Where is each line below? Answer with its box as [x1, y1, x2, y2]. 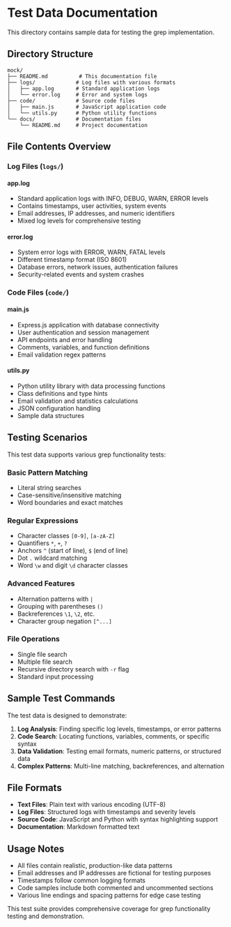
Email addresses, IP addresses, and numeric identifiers [17, 209, 175, 218]
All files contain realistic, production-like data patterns [17, 861, 173, 870]
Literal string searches [17, 483, 82, 491]
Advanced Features [7, 579, 75, 588]
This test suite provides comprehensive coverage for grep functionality [7, 905, 211, 913]
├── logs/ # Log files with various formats [7, 79, 176, 86]
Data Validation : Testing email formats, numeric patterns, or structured [17, 747, 221, 755]
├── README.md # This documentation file [7, 73, 157, 80]
